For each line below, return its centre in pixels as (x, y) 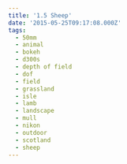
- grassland (35, 89)
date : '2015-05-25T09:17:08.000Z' (65, 23)
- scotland (33, 140)
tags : (17, 30)
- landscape (35, 111)
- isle (26, 96)
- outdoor (31, 132)
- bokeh (28, 52)
